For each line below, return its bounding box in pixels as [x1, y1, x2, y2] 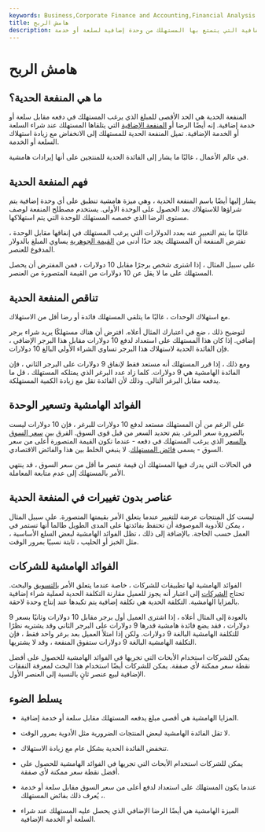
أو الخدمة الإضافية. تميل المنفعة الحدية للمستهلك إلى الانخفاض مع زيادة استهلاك [9, 129, 239, 138]
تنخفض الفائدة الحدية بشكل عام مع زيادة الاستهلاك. [20, 744, 169, 753]
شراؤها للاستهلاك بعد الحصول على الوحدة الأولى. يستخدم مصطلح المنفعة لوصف [9, 204, 242, 214]
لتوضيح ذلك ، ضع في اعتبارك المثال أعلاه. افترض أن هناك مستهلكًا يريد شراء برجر [9, 327, 245, 337]
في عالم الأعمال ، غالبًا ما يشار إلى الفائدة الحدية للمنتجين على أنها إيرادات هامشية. [9, 153, 248, 162]
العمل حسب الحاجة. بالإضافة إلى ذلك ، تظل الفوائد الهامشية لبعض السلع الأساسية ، [9, 528, 250, 538]
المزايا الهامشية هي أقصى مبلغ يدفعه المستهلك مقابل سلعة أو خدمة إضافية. [20, 713, 239, 723]
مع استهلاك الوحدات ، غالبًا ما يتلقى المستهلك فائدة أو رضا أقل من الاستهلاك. [9, 312, 230, 321]
